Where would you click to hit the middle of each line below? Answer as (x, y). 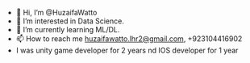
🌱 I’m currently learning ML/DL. (68, 29)
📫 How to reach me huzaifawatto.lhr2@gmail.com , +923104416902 (129, 39)
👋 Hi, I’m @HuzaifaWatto (56, 13)
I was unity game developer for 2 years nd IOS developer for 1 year (127, 50)
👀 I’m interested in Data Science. (70, 21)
